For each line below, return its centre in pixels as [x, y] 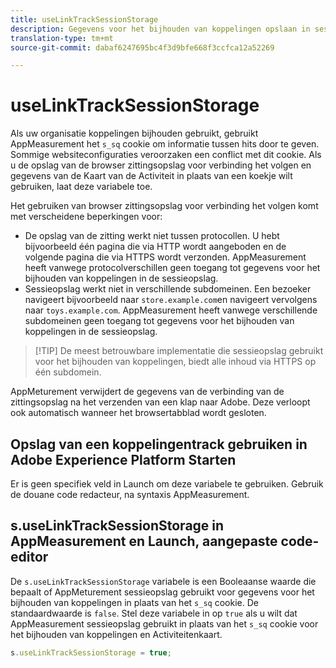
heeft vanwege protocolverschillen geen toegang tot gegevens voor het [172, 268]
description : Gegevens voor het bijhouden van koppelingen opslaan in [160, 29]
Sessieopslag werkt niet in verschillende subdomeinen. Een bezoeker [168, 289]
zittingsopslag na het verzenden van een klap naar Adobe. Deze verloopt [160, 402]
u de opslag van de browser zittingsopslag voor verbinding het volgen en [161, 165]
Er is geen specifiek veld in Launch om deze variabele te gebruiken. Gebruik [167, 484]
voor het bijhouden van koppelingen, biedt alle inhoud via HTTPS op [175, 362]
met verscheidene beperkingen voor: [86, 217]
